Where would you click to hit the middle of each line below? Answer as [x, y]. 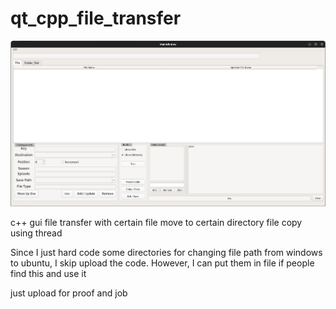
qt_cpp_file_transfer [96, 18]
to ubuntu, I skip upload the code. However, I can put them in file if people [162, 263]
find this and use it [48, 274]
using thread [36, 233]
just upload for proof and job [69, 293]
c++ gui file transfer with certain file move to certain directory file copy [156, 223]
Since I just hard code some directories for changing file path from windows [166, 253]
